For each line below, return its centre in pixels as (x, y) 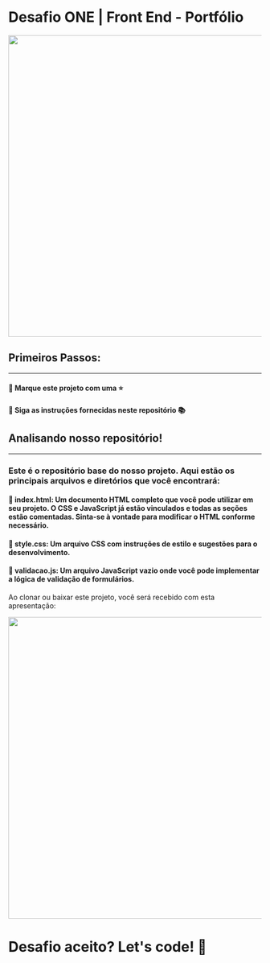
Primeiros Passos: (55, 358)
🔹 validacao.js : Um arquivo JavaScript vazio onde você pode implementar (134, 570)
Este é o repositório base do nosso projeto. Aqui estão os (122, 471)
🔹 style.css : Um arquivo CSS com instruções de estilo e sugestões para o (133, 544)
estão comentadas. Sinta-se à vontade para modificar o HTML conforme (132, 517)
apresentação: (32, 606)
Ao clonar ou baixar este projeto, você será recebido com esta (112, 597)
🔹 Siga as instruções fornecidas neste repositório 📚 (97, 409)
